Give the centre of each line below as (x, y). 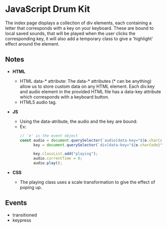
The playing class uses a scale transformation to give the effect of (87, 182)
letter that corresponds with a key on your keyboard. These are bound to (80, 28)
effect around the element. (32, 44)
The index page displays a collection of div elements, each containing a (78, 23)
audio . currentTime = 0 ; (58, 159)
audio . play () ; (48, 163)
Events (16, 203)
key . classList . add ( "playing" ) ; (66, 154)
